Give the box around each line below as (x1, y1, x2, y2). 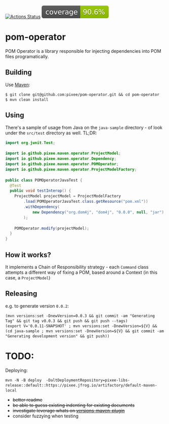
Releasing (5, 290, 37, 298)
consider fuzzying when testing (12, 413, 79, 419)
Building (5, 68, 32, 77)
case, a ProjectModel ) (5, 275, 51, 280)
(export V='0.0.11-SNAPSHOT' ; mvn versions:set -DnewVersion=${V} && (5, 323, 157, 329)
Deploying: (5, 367, 28, 373)
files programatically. (5, 53, 49, 59)
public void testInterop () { (10, 188, 71, 193)
